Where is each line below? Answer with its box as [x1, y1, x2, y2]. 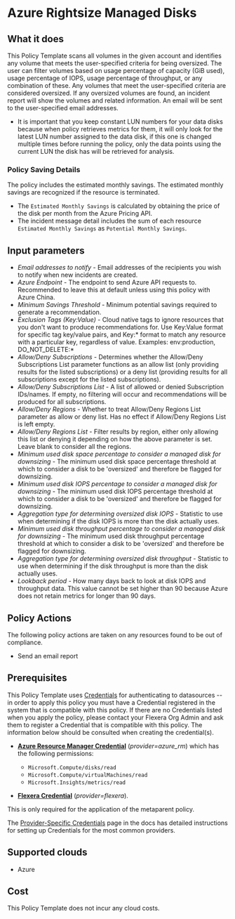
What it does [7, 33, 65, 45]
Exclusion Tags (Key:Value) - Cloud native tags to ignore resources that [17, 315, 224, 324]
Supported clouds [7, 847, 88, 859]
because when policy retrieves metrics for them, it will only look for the [17, 125, 223, 133]
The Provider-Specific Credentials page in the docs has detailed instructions [7, 819, 228, 827]
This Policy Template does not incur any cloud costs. [7, 904, 160, 913]
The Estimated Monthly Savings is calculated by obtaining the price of [17, 202, 220, 210]
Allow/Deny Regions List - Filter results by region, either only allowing [17, 427, 219, 436]
